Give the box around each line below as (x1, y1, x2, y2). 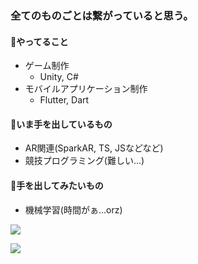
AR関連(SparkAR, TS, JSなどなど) (24, 142, 164, 154)
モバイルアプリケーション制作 (24, 83, 148, 95)
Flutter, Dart (39, 94, 90, 106)
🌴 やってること (10, 35, 69, 47)
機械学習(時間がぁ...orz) (24, 203, 123, 216)
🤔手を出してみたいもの (10, 179, 104, 191)
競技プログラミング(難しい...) (24, 155, 145, 167)
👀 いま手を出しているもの (10, 118, 113, 130)
